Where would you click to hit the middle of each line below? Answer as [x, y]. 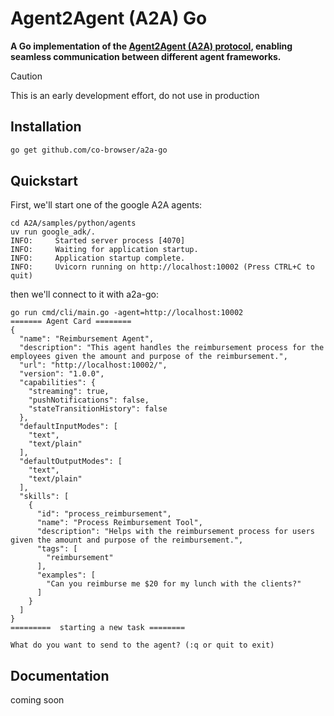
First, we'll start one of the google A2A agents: [106, 205]
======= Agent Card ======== [71, 322]
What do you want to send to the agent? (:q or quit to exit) [142, 645]
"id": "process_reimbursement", [104, 514]
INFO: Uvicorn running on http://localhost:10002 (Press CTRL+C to [162, 267]
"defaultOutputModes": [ [71, 462]
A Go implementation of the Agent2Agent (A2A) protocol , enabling [151, 46]
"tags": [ [57, 549]
